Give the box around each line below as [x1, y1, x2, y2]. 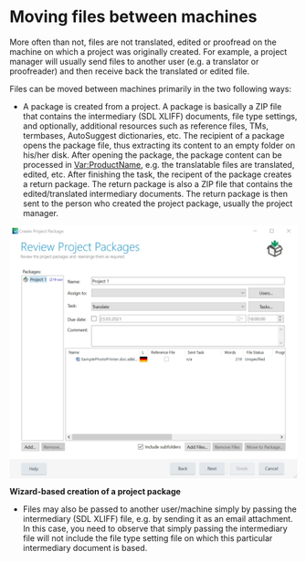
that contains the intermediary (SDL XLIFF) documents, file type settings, [22, 110, 298, 121]
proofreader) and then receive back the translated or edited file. [9, 66, 250, 77]
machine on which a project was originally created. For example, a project [9, 46, 288, 57]
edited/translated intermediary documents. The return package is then [22, 188, 288, 199]
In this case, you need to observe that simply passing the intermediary [22, 523, 288, 534]
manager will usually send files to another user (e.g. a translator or [9, 56, 259, 67]
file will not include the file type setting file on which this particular [22, 532, 273, 544]
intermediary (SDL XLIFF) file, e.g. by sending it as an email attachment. [22, 513, 294, 524]
